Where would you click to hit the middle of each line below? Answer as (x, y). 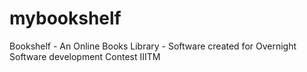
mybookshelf (65, 18)
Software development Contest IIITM (85, 56)
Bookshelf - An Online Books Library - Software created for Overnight (153, 46)
